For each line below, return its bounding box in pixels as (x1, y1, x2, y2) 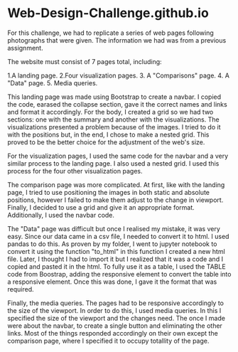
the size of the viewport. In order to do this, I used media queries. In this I (7, 306, 222, 314)
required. (7, 284, 34, 293)
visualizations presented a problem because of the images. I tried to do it (7, 122, 221, 131)
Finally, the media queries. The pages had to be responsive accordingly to (7, 299, 225, 307)
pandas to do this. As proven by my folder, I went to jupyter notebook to (7, 240, 217, 248)
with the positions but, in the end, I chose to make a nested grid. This (7, 130, 210, 139)
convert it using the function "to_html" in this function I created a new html (7, 247, 225, 255)
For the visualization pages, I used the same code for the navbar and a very (7, 151, 229, 160)
